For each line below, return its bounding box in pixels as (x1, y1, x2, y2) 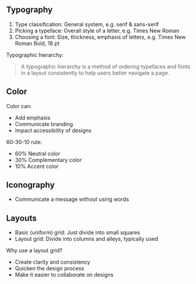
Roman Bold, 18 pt (14, 39, 60, 47)
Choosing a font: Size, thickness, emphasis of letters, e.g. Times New (14, 33, 186, 41)
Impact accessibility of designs (14, 127, 91, 134)
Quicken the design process (14, 265, 85, 272)
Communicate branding (14, 120, 73, 127)
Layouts (6, 213, 37, 223)
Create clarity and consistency (14, 258, 91, 265)
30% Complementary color (14, 156, 82, 163)
